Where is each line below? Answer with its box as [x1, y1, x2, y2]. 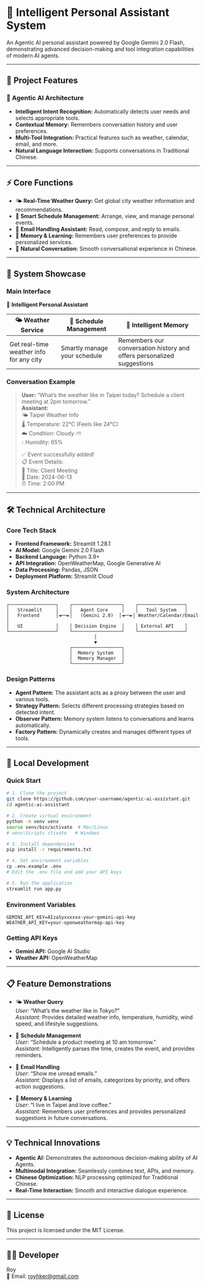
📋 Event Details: [21, 458, 64, 465]
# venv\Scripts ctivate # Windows [6, 830, 100, 836]
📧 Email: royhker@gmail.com [6, 1273, 79, 1280]
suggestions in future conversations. [15, 1114, 109, 1122]
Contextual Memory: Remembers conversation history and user [15, 121, 178, 128]
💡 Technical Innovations [6, 1138, 101, 1148]
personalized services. [15, 238, 73, 246]
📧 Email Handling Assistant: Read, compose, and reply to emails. [15, 226, 181, 233]
